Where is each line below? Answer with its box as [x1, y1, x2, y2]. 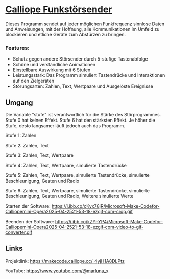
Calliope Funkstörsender [5, 4, 112, 15]
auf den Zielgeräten [12, 78, 55, 84]
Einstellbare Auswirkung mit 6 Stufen [12, 67, 91, 73]
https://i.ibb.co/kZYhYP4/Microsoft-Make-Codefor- [55, 218, 163, 225]
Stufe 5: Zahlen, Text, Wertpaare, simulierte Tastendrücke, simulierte [5, 172, 150, 178]
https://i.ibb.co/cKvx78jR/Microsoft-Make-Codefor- [52, 203, 160, 209]
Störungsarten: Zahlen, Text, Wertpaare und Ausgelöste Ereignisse [12, 83, 153, 89]
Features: [5, 44, 30, 51]
